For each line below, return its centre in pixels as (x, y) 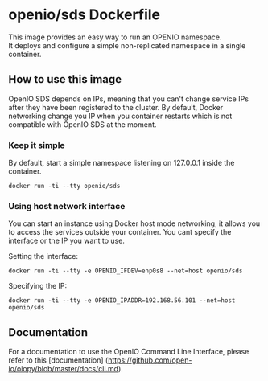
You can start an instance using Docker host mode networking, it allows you (134, 223)
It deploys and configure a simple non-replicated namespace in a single (127, 45)
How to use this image (65, 79)
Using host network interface (67, 206)
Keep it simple (37, 145)
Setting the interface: (43, 256)
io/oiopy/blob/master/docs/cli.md (64, 369)
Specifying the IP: (38, 286)
